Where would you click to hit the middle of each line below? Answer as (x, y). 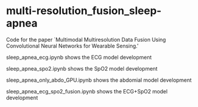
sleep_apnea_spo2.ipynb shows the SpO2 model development (82, 68)
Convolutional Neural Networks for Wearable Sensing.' (72, 46)
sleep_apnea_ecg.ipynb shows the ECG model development (79, 57)
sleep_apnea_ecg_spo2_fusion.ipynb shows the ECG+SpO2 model (87, 91)
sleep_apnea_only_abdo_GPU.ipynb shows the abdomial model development (99, 80)
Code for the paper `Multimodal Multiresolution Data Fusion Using (86, 39)
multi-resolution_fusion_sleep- (84, 11)
